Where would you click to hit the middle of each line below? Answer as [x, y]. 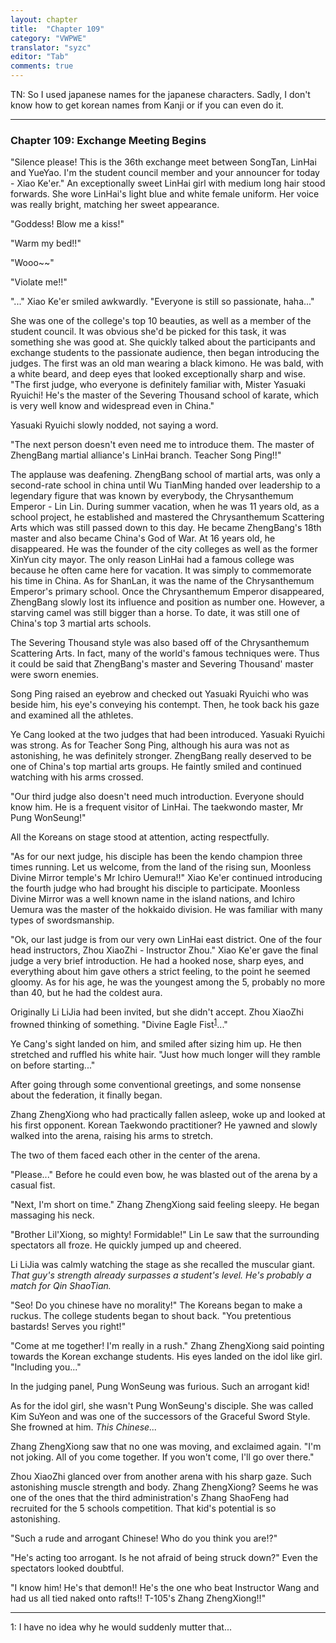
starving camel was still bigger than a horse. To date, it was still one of [155, 613]
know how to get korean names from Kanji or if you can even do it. [147, 105]
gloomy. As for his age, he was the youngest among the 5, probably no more [168, 982]
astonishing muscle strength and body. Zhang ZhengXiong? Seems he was [164, 1487]
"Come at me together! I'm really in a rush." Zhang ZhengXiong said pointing [167, 1345]
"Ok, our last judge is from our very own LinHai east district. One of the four [166, 940]
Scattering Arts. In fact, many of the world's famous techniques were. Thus [165, 653]
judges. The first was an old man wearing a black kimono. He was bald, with [167, 363]
